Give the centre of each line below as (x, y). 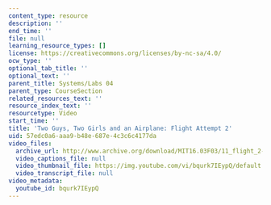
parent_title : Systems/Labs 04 (61, 83)
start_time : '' (34, 121)
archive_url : (38, 151)
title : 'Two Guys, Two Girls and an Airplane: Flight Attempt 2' (120, 128)
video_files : (30, 143)
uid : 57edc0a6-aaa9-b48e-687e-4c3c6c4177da (83, 136)
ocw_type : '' (30, 61)
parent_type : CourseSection (56, 91)
